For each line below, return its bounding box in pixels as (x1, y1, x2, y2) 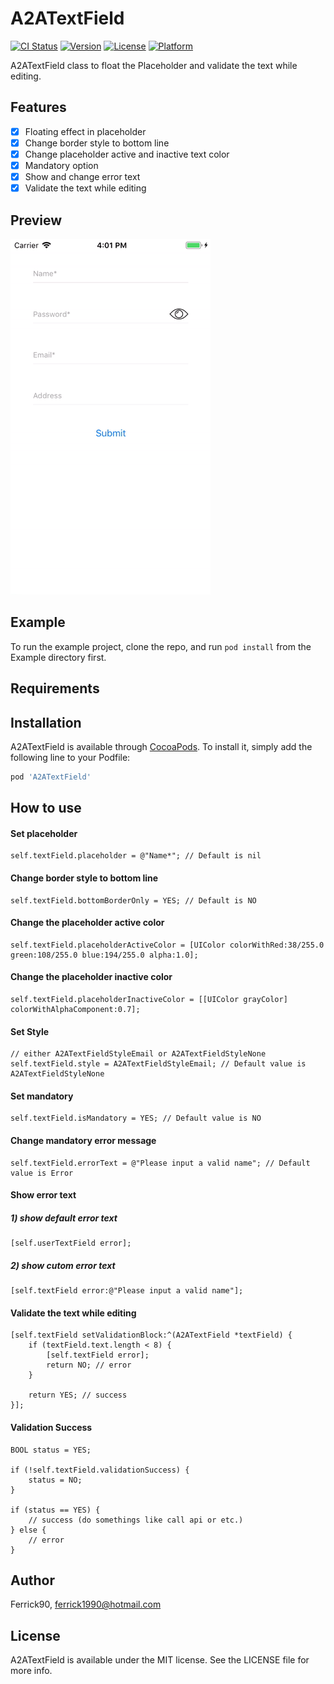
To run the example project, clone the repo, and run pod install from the (10, 640, 312, 652)
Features (10, 99, 67, 116)
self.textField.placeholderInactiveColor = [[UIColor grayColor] (10, 995, 288, 1005)
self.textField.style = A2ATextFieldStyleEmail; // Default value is (10, 1059, 307, 1069)
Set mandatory (10, 1090, 74, 1102)
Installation (10, 714, 82, 731)
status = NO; (28, 1475, 83, 1485)
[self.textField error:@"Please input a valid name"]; (10, 1286, 244, 1296)
